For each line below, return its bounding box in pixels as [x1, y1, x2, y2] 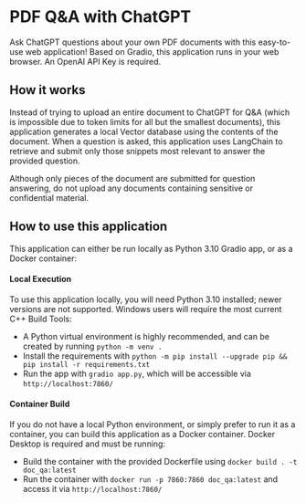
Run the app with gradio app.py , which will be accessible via [22, 368, 251, 379]
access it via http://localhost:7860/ [22, 483, 163, 494]
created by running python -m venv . [22, 341, 163, 351]
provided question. [9, 155, 80, 166]
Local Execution [9, 274, 71, 285]
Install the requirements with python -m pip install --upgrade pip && [22, 350, 288, 362]
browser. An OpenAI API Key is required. [9, 56, 162, 67]
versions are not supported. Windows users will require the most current [9, 303, 282, 314]
